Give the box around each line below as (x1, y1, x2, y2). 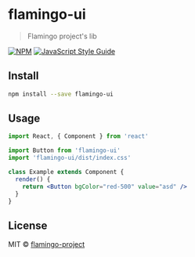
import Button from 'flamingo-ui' (8, 147, 121, 154)
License (8, 219, 48, 232)
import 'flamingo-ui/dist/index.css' (8, 154, 132, 162)
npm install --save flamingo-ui (8, 90, 114, 98)
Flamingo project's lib (27, 31, 98, 41)
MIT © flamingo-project (8, 240, 85, 249)
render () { (15, 175, 51, 183)
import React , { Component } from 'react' (8, 132, 149, 140)
